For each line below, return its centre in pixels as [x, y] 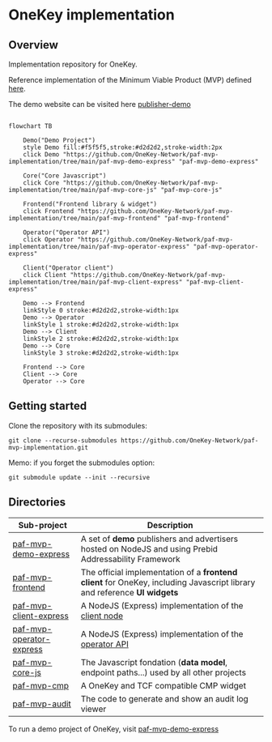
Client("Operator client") [68, 268]
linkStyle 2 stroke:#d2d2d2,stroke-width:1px [101, 339]
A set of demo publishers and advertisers [159, 539]
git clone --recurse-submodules [63, 440]
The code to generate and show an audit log [164, 698]
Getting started [48, 406]
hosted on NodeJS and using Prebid [149, 548]
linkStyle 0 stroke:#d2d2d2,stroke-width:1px [101, 310]
